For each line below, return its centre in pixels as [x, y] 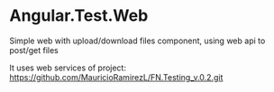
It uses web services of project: [68, 68]
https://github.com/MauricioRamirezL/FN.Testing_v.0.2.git [116, 77]
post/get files [34, 50]
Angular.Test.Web [79, 16]
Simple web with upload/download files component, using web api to [137, 41]
